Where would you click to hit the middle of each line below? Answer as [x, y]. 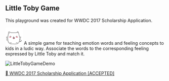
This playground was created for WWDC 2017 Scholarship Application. [79, 20]
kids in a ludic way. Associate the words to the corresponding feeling [77, 48]
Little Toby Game [32, 8]
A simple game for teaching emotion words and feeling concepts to [94, 43]
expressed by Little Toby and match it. [45, 54]
